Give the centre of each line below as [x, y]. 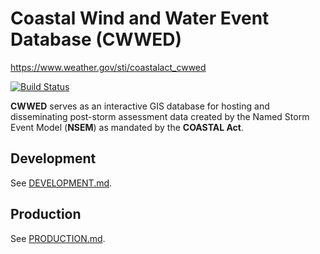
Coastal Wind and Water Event [140, 18]
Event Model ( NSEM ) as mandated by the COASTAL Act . [127, 127]
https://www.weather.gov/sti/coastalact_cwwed [108, 67]
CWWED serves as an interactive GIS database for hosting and [140, 106]
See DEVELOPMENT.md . [61, 183]
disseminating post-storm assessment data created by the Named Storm [160, 116]
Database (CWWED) [96, 39]
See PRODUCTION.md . [58, 238]
